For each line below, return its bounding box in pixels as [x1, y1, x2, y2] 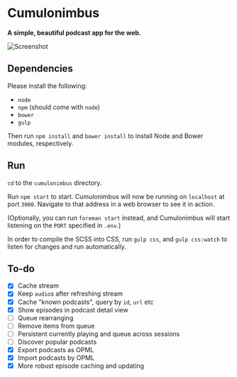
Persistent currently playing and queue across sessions [17, 330, 180, 338]
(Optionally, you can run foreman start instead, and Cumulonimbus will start [7, 213, 231, 222]
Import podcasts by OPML [17, 353, 94, 362]
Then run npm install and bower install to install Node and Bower [7, 131, 204, 140]
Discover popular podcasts [17, 337, 97, 346]
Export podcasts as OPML [17, 345, 94, 354]
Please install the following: [7, 81, 87, 90]
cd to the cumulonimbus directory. [7, 179, 102, 187]
